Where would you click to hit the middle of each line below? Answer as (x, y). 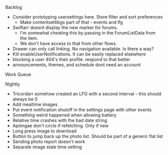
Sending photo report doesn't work (49, 141)
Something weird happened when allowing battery (64, 115)
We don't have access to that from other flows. (68, 43)
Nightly (13, 84)
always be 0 (25, 99)
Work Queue (18, 74)
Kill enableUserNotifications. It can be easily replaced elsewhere (79, 54)
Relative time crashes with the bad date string (60, 120)
